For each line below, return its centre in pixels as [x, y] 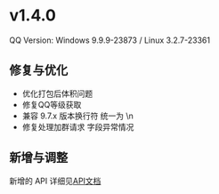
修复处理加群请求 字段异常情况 [78, 126]
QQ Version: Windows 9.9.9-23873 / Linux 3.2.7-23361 [110, 40]
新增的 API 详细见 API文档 [55, 181]
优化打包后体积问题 [57, 93]
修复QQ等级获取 [52, 104]
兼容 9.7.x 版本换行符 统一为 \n [77, 116]
